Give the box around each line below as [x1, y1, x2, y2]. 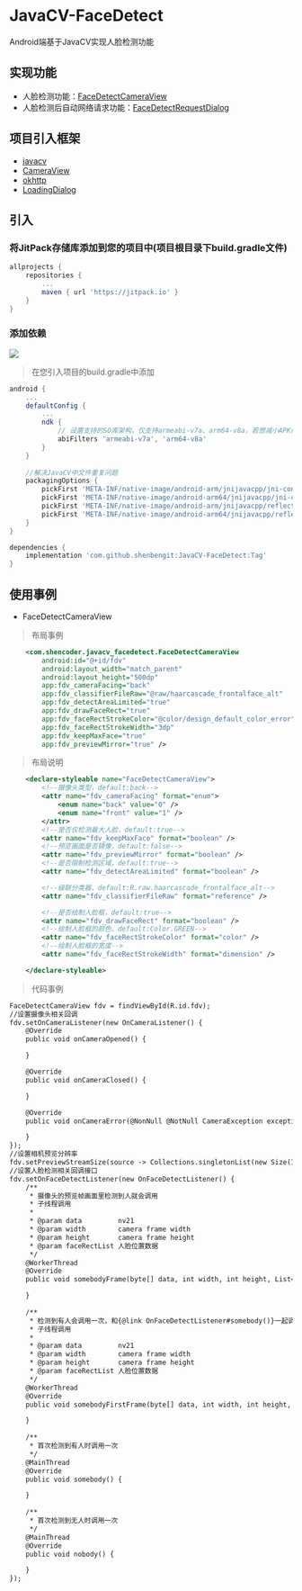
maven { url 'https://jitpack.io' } [41, 287, 179, 297]
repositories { [25, 271, 83, 280]
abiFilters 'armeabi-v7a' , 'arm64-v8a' [57, 435, 207, 444]
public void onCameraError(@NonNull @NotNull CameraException [25, 1117, 263, 1126]
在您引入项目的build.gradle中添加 [31, 366, 155, 377]
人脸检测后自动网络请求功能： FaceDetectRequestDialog [22, 102, 229, 112]
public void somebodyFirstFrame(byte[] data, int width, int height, [25, 1400, 292, 1409]
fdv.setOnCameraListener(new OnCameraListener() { [9, 1018, 203, 1027]
